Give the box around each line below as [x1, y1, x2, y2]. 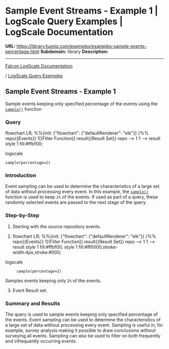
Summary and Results [5, 300, 60, 307]
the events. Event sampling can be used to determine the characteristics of [5, 316, 161, 322]
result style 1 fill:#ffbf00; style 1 [12, 244, 78, 250]
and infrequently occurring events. [5, 338, 77, 344]
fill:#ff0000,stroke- [78, 244, 118, 250]
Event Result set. [12, 287, 48, 293]
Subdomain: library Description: [40, 48, 109, 54]
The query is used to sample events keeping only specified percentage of [5, 311, 158, 317]
